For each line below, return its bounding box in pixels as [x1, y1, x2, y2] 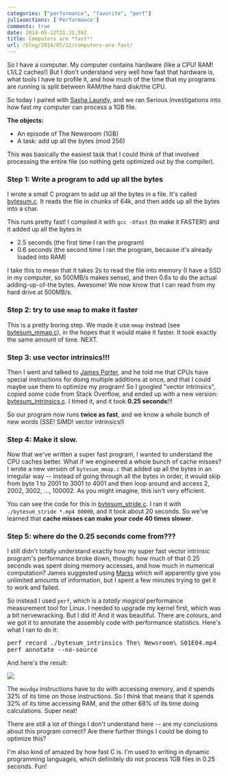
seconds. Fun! [7, 762, 47, 771]
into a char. [7, 205, 39, 213]
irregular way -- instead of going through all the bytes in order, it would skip [7, 472, 221, 480]
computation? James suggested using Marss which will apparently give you [7, 569, 221, 577]
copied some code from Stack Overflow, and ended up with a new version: [7, 390, 218, 398]
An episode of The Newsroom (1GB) [16, 129, 119, 138]
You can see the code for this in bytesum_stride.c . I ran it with [7, 500, 181, 508]
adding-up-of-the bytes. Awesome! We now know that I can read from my [7, 281, 216, 289]
